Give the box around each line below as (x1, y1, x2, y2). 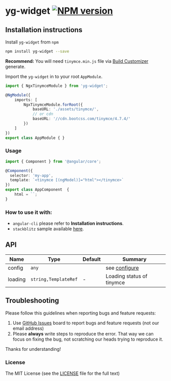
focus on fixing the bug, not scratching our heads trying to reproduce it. (12, 336, 163, 342)
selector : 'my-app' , (10, 173, 53, 178)
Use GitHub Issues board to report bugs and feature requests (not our (12, 320, 159, 326)
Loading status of (105, 272, 148, 279)
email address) (12, 325, 44, 331)
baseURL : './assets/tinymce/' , (32, 107, 99, 112)
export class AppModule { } (5, 135, 65, 140)
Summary (122, 255, 147, 263)
